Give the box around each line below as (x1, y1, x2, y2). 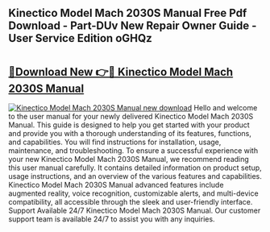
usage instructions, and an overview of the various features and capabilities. (8, 172, 262, 180)
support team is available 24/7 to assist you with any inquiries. (8, 214, 215, 224)
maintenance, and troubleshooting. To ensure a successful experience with (8, 146, 259, 155)
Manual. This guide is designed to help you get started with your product (8, 120, 250, 130)
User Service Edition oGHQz (8, 31, 153, 45)
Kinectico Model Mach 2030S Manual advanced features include (8, 180, 224, 189)
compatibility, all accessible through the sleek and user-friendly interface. (8, 197, 253, 206)
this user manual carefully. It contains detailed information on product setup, (8, 163, 262, 172)
